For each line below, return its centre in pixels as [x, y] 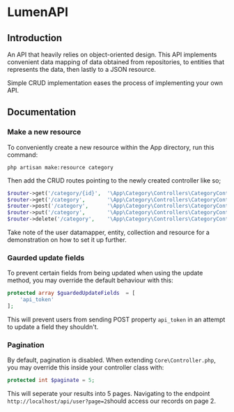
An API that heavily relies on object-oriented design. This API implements [112, 54]
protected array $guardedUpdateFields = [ [71, 293]
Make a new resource [44, 132]
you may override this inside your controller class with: [86, 367]
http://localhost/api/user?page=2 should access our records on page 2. [111, 401]
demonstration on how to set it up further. [67, 240]
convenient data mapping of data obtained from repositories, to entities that [116, 62]
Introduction [35, 38]
